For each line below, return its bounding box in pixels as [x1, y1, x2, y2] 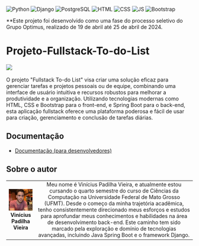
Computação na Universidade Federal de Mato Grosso [47, 194, 181, 201]
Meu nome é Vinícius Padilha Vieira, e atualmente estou [46, 181, 182, 188]
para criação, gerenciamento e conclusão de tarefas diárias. [6, 113, 153, 121]
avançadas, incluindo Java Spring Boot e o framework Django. [38, 232, 190, 239]
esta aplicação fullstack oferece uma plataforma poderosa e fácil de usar [6, 108, 185, 115]
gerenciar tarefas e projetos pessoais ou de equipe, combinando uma [6, 82, 176, 89]
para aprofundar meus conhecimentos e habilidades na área [40, 213, 188, 220]
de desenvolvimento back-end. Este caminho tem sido [47, 219, 181, 226]
